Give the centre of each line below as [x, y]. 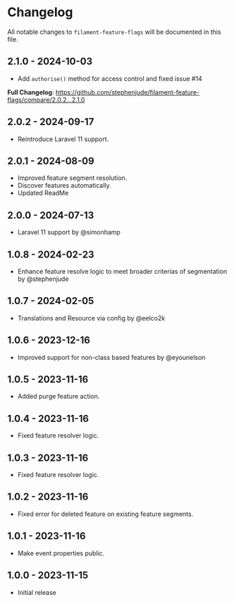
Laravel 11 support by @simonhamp [69, 232]
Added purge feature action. [58, 397]
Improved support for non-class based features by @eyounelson [111, 357]
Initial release [37, 592]
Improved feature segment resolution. [72, 178]
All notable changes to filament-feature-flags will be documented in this [114, 32]
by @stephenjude [43, 279]
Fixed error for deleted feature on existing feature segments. [105, 514]
